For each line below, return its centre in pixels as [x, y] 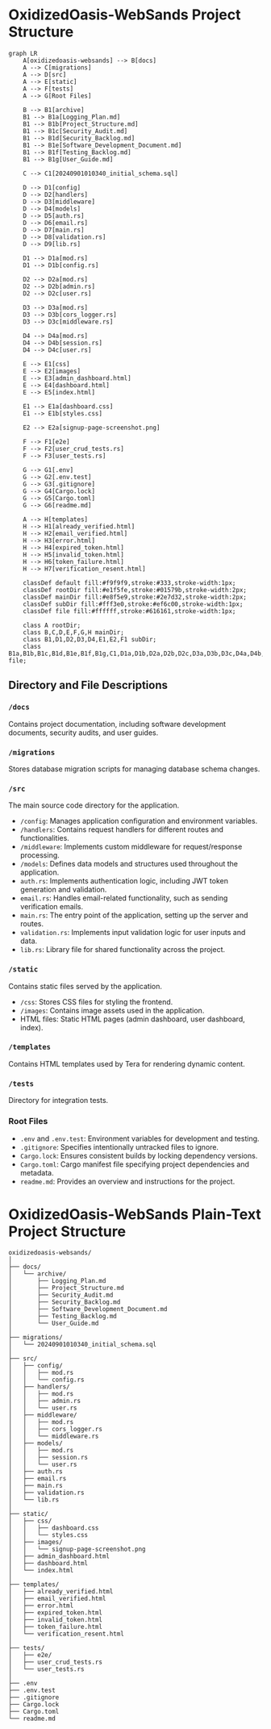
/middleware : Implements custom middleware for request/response [131, 847]
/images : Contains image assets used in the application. [112, 1010]
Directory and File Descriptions [88, 685]
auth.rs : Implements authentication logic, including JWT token [124, 881]
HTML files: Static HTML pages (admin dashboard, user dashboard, [133, 1019]
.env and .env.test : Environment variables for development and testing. [140, 1138]
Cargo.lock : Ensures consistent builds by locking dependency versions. [139, 1156]
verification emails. [51, 907]
